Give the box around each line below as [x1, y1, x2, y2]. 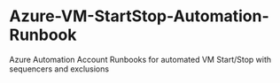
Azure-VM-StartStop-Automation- [9, 6, 270, 26]
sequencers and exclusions [9, 64, 109, 74]
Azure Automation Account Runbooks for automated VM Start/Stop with [9, 54, 272, 64]
